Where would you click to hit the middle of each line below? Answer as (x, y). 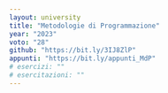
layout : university (45, 17)
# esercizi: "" (37, 67)
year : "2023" (33, 34)
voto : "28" (29, 42)
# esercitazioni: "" (47, 75)
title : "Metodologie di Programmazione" (85, 26)
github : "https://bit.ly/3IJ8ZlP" (73, 50)
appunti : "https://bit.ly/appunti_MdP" (83, 58)
